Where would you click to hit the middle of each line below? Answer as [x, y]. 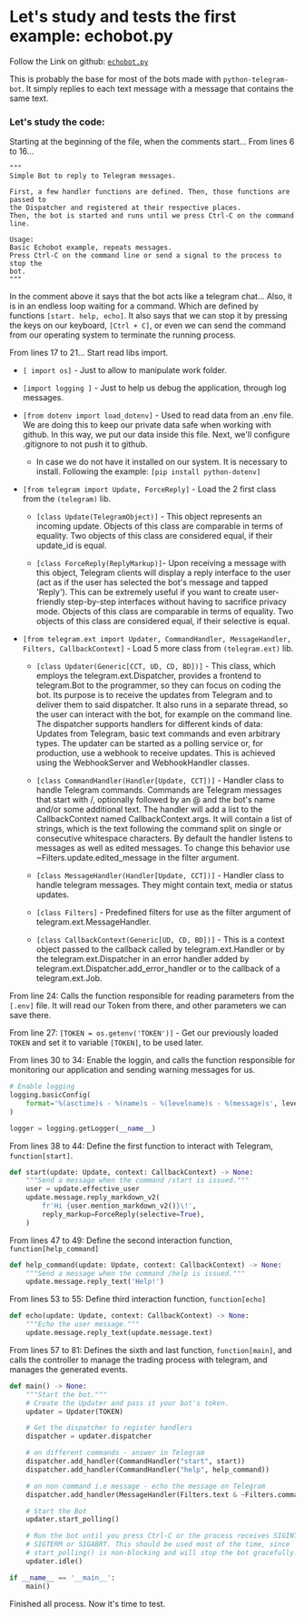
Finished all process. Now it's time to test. [88, 1603]
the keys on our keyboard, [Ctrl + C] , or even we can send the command [148, 326]
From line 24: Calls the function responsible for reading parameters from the [152, 996]
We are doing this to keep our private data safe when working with [147, 425]
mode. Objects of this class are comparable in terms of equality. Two [165, 612]
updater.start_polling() [73, 1520]
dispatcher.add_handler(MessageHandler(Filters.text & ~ [136, 1494]
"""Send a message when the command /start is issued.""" [138, 1180]
